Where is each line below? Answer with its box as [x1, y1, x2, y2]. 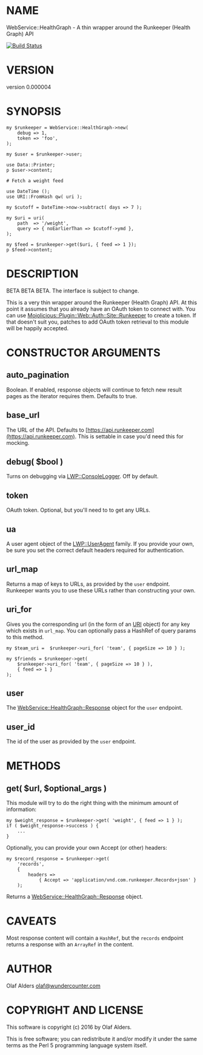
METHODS [6, 759, 61, 773]
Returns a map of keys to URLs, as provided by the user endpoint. [6, 580, 171, 588]
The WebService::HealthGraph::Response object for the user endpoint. [6, 704, 183, 711]
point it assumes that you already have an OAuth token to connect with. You [6, 305, 196, 313]
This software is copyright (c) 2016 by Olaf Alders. [6, 1023, 132, 1031]
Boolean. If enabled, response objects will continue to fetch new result [6, 386, 182, 393]
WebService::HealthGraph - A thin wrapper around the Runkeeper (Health [6, 24, 191, 31]
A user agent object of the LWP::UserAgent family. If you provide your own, [6, 540, 195, 547]
